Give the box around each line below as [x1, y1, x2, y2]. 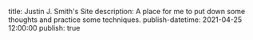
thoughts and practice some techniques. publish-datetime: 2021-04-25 [8, 15, 243, 24]
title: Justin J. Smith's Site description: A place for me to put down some [8, 7, 246, 16]
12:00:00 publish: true [8, 24, 81, 32]
